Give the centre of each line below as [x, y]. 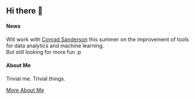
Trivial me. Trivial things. [36, 78]
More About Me [25, 90]
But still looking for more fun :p [44, 52]
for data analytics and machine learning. [55, 46]
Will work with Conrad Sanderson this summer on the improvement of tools [97, 39]
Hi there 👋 [25, 11]
